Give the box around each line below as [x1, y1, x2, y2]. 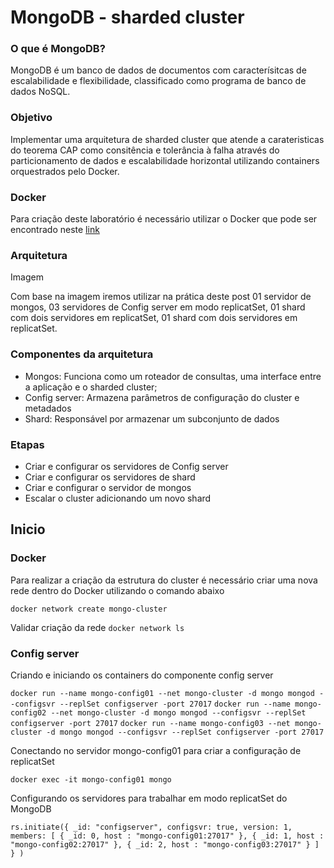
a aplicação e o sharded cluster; [24, 381, 158, 393]
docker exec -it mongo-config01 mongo [10, 774, 172, 785]
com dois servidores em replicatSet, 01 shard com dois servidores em [10, 312, 298, 324]
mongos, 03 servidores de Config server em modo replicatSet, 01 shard [10, 301, 306, 313]
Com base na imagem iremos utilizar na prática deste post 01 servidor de [10, 291, 312, 303]
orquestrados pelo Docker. [10, 165, 120, 177]
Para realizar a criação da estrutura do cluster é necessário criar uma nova [10, 574, 318, 586]
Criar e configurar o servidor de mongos [24, 481, 192, 493]
